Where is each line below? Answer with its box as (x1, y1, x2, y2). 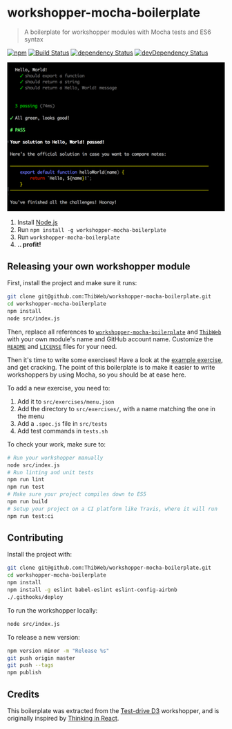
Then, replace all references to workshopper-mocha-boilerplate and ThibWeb (7, 327, 222, 336)
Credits (7, 688, 40, 700)
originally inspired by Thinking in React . (7, 714, 119, 723)
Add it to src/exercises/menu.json (17, 397, 115, 406)
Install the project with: (7, 550, 72, 559)
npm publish (7, 669, 41, 676)
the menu (17, 412, 45, 420)
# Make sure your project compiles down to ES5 (7, 491, 147, 498)
